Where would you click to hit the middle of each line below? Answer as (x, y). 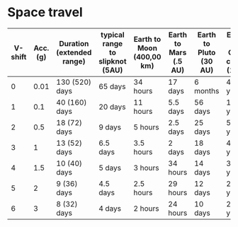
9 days (110, 127)
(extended (74, 52)
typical (113, 35)
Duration (74, 43)
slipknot (113, 61)
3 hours (146, 168)
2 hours (146, 208)
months (207, 91)
